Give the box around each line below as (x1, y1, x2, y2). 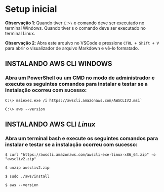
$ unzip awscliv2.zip (5, 165, 50, 170)
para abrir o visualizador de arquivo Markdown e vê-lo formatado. (5, 45, 139, 51)
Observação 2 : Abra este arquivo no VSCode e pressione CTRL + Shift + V (5, 40, 159, 46)
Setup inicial (5, 3, 57, 15)
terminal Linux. (5, 30, 36, 36)
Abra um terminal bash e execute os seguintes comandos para (5, 135, 158, 142)
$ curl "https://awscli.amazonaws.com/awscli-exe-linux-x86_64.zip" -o (5, 152, 156, 157)
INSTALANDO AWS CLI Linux (5, 120, 95, 129)
